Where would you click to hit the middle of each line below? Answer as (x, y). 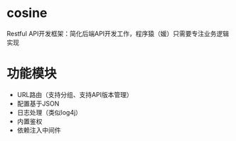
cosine (27, 13)
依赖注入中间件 (39, 130)
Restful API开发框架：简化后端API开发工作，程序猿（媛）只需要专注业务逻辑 (118, 33)
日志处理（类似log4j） (49, 112)
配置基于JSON (38, 103)
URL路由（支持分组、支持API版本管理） (75, 94)
